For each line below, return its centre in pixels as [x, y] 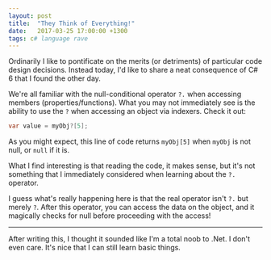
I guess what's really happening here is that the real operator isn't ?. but [128, 199]
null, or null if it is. [39, 150]
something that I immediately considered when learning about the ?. [122, 174]
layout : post [30, 16]
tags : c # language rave [48, 38]
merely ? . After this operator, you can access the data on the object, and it [131, 208]
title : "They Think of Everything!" [72, 23]
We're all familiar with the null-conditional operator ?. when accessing [125, 94]
